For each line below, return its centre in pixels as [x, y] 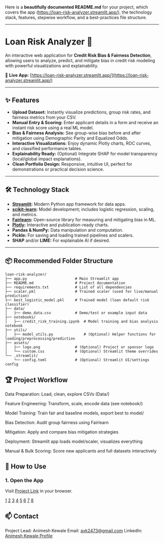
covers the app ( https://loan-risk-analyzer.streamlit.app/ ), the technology [79, 12]
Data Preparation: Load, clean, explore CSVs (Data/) [57, 394]
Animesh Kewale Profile [29, 536]
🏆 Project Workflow [37, 380]
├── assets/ [17, 343]
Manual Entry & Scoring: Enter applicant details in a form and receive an [85, 122]
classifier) [17, 304]
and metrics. [25, 214]
